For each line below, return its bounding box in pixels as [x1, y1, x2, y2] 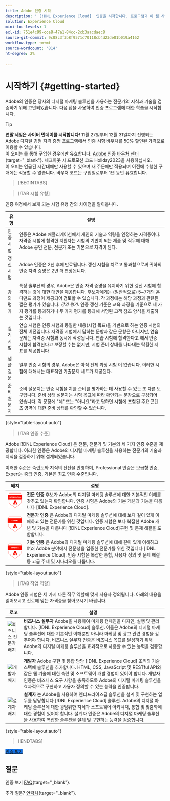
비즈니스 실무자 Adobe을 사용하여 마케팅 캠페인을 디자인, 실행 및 [23, 618, 150, 624]
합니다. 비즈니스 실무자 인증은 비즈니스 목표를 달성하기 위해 [37, 637, 153, 643]
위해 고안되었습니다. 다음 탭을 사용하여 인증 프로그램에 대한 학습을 [18, 105, 148, 111]
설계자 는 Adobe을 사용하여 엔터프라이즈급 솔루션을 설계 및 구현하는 [23, 691, 157, 697]
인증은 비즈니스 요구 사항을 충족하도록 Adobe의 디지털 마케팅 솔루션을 [23, 676, 161, 683]
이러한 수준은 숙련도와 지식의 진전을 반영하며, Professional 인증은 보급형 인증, [5, 464, 159, 470]
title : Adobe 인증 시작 [5, 8, 51, 13]
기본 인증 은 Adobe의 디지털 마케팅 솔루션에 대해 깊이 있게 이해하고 [26, 539, 158, 545]
